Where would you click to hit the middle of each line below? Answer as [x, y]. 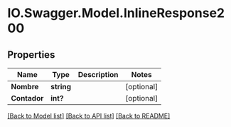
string [61, 87]
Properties [31, 55]
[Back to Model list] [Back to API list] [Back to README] [89, 116]
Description [98, 75]
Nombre [25, 87]
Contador [27, 98]
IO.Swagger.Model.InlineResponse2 [116, 13]
